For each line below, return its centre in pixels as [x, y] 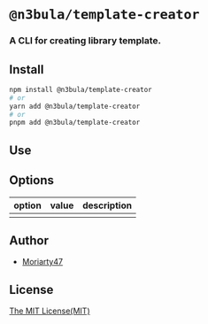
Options [32, 180]
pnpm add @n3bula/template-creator [75, 123]
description [108, 205]
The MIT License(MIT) [50, 311]
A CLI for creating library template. [85, 41]
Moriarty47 [42, 262]
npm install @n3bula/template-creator [81, 89]
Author [29, 240]
